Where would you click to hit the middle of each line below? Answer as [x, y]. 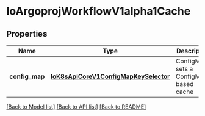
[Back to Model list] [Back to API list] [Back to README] [76, 107]
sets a [185, 69]
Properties [27, 34]
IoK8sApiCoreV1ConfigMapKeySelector [110, 76]
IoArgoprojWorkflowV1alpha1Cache [99, 11]
